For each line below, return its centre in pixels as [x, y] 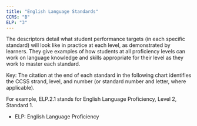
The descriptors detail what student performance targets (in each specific [96, 39]
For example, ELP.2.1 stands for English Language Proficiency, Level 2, [91, 99]
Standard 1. [20, 105]
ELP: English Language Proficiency [57, 117]
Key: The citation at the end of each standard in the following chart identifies [99, 75]
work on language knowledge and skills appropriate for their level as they [95, 58]
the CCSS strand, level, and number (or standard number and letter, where [96, 81]
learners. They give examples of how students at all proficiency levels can [96, 52]
